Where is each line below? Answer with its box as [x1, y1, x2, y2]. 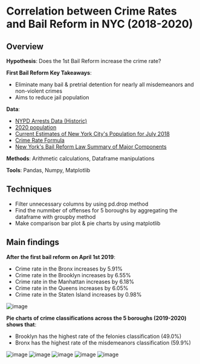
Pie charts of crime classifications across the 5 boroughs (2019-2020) [6, 314, 187, 322]
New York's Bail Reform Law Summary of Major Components [15, 143, 167, 150]
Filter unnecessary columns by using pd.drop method [15, 200, 149, 207]
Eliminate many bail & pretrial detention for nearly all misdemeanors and [15, 81, 195, 88]
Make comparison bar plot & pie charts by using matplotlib [15, 220, 161, 227]
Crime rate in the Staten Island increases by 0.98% [15, 291, 142, 298]
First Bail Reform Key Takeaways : [6, 69, 92, 76]
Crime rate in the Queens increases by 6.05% [15, 284, 129, 292]
